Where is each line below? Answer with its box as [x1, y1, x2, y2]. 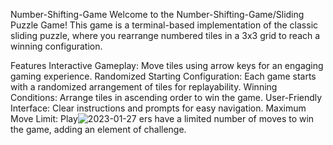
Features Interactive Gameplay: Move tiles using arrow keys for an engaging [10, 60, 324, 71]
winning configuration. [10, 40, 103, 52]
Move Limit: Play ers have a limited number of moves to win [10, 113, 315, 124]
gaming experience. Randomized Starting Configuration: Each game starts [10, 70, 317, 82]
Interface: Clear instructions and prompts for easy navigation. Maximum [10, 102, 307, 114]
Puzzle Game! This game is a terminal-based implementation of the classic [10, 19, 319, 31]
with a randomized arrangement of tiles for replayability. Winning [10, 81, 278, 93]
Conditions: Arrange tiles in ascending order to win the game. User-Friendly [10, 92, 323, 103]
